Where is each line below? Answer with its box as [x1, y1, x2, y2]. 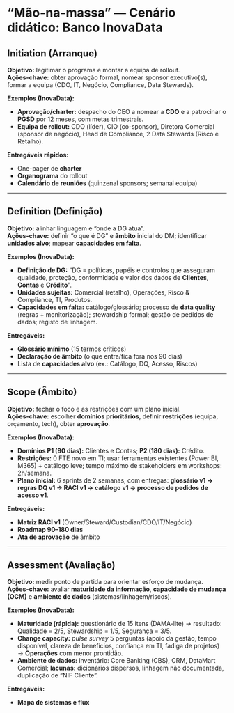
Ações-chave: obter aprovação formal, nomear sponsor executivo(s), [7, 73, 208, 81]
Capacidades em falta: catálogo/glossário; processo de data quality [17, 303, 216, 311]
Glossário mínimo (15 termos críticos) [17, 345, 127, 353]
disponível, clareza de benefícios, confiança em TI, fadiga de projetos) [17, 642, 220, 650]
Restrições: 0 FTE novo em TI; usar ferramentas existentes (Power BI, [17, 454, 219, 462]
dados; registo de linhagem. [17, 318, 97, 326]
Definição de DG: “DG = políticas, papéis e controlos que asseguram [17, 266, 216, 274]
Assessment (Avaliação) [7, 559, 116, 572]
